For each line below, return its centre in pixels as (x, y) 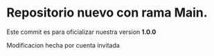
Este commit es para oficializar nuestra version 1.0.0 (81, 32)
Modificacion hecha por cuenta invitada (63, 45)
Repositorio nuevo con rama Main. (107, 13)
